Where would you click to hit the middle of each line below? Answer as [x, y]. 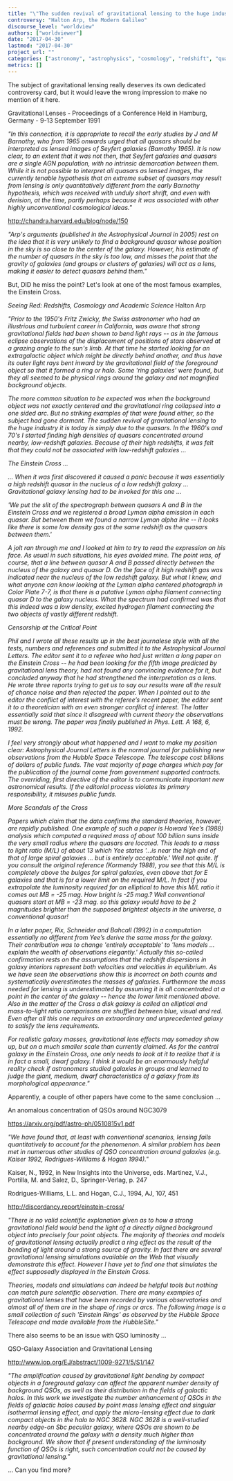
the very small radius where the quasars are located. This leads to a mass [114, 843]
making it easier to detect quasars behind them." [77, 271]
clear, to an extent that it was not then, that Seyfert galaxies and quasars [112, 156]
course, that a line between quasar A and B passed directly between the [111, 562]
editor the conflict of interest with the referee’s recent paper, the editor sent [115, 700]
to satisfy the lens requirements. [54, 1025]
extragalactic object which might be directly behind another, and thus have [115, 355]
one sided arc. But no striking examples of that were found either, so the [111, 413]
